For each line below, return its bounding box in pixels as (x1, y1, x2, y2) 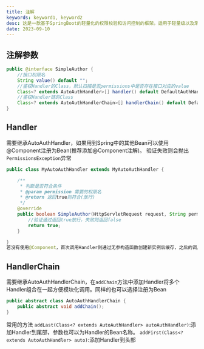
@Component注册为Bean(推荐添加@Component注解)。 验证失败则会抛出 (6, 147, 189, 154)
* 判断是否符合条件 (19, 183, 62, 189)
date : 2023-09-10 (6, 25, 50, 32)
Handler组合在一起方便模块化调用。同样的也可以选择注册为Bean (6, 286, 167, 293)
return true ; (28, 222, 61, 228)
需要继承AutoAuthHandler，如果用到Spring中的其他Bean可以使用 (6, 139, 169, 146)
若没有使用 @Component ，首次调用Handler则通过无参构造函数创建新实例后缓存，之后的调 (6, 245, 197, 251)
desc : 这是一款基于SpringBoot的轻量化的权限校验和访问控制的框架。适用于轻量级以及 (6, 20, 195, 26)
